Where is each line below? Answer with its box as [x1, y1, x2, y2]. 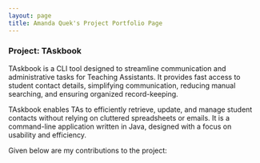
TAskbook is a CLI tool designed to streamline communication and [8, 63, 226, 73]
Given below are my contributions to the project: [8, 145, 168, 155]
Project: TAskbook [8, 46, 82, 57]
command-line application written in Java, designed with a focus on [8, 121, 232, 131]
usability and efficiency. [8, 129, 86, 140]
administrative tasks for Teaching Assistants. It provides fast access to [8, 72, 242, 81]
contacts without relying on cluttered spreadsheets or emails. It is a [8, 113, 230, 122]
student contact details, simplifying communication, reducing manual [8, 81, 236, 90]
